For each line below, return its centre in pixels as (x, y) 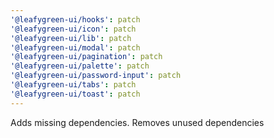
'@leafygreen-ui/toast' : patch (75, 94)
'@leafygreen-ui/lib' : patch (71, 38)
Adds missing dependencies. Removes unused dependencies (137, 122)
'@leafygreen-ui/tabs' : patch (73, 85)
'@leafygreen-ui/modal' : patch (75, 47)
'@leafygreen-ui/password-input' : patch (96, 76)
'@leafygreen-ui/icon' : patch (73, 29)
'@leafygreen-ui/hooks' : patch (75, 19)
